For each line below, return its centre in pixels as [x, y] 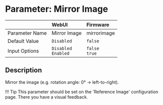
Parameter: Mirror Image [57, 9]
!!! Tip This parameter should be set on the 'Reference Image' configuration [82, 92]
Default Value [23, 41]
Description [23, 70]
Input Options [23, 51]
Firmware [98, 25]
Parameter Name [27, 33]
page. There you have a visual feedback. [46, 97]
